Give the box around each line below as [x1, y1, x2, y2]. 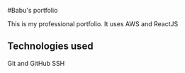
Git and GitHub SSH [7, 59, 65, 67]
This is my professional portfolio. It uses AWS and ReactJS [7, 20, 179, 28]
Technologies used [7, 40, 94, 52]
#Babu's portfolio [7, 6, 58, 14]
